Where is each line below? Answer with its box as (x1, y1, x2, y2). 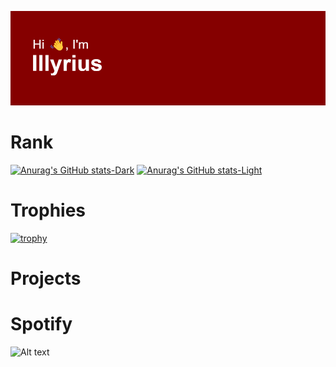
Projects (10, 267, 82, 290)
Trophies (10, 199, 87, 222)
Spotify (10, 313, 73, 336)
